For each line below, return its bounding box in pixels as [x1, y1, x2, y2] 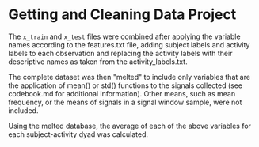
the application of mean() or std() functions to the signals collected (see [8, 81, 243, 90]
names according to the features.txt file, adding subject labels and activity [8, 40, 250, 49]
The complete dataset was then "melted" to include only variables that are [8, 72, 251, 81]
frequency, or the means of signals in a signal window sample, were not [8, 97, 242, 107]
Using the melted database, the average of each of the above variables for [8, 121, 252, 130]
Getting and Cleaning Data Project [8, 6, 237, 24]
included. [8, 105, 39, 115]
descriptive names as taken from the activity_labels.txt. [8, 57, 188, 66]
